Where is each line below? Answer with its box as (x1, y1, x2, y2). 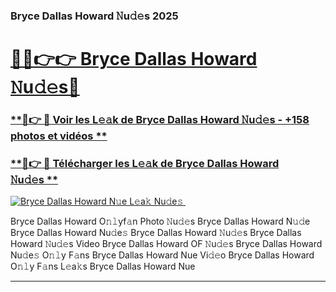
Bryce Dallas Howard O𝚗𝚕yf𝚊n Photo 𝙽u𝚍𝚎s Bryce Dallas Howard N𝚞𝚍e (10, 215, 311, 228)
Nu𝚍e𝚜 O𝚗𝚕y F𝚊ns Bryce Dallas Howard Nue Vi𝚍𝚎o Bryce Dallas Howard (10, 249, 315, 261)
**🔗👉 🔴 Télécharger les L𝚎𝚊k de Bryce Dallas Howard (10, 156, 280, 170)
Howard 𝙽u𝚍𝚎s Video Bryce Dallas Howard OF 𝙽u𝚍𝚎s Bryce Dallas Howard (10, 238, 323, 250)
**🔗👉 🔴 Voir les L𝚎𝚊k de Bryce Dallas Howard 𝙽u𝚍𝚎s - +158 (10, 113, 310, 127)
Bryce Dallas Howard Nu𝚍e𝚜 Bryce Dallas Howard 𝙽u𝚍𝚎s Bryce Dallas (10, 227, 302, 239)
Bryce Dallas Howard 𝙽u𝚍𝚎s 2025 (10, 9, 179, 23)
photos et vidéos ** (10, 129, 108, 143)
